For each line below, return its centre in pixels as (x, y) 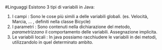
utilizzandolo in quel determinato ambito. (52, 42)
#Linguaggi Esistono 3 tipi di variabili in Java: (50, 7)
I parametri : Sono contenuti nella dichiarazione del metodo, (72, 27)
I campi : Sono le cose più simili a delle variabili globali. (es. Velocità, (80, 16)
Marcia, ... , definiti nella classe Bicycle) (51, 22)
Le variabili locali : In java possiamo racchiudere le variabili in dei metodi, (84, 37)
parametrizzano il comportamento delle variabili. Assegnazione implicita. (85, 32)
